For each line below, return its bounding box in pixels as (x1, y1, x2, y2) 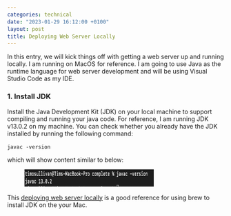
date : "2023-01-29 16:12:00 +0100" (7, 18, 110, 25)
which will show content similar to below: (7, 155, 124, 164)
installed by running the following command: (7, 129, 133, 138)
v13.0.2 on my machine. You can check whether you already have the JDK (7, 122, 218, 130)
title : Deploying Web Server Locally (7, 33, 116, 40)
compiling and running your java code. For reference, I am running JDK (7, 114, 209, 123)
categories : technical (7, 11, 72, 18)
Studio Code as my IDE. (7, 74, 74, 83)
